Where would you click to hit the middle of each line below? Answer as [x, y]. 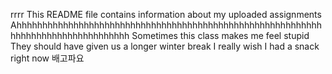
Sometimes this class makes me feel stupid [220, 35]
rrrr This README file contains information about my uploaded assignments [166, 14]
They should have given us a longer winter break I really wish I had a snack [165, 46]
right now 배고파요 [47, 58]
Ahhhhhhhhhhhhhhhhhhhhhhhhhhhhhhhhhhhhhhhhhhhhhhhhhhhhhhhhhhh [166, 25]
